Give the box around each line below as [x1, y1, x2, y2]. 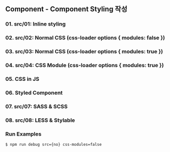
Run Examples [5, 130, 42, 137]
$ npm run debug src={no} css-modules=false [5, 142, 102, 147]
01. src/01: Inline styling [5, 20, 66, 28]
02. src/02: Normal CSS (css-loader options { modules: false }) [5, 34, 165, 41]
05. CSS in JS [5, 76, 39, 82]
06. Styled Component [5, 89, 63, 96]
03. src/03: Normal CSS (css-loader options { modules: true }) [5, 48, 163, 55]
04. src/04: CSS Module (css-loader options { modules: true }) [5, 62, 164, 69]
